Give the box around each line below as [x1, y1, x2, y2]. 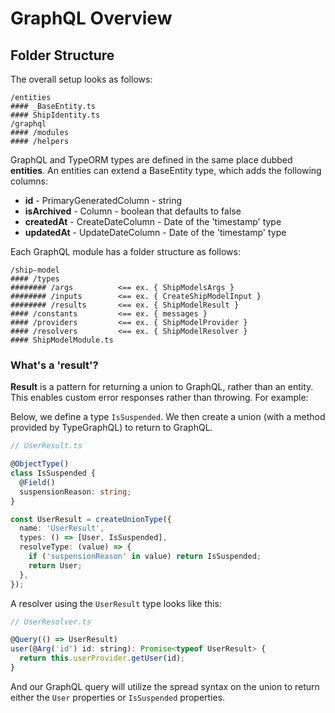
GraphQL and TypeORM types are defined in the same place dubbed [10, 154, 293, 166]
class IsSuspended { [10, 468, 97, 479]
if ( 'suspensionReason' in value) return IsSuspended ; [28, 552, 262, 562]
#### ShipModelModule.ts [10, 335, 114, 345]
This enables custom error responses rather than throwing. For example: [10, 392, 309, 404]
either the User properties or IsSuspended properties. [10, 691, 226, 703]
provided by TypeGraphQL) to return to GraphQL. [10, 422, 213, 434]
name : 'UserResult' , [19, 523, 105, 534]
